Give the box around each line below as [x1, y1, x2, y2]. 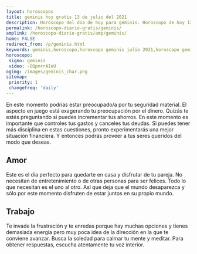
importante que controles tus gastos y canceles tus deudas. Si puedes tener [6, 120, 191, 127]
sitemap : [6, 74, 28, 80]
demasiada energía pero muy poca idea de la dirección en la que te [6, 228, 169, 235]
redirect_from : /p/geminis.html [6, 42, 85, 48]
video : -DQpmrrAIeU [8, 63, 57, 69]
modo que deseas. [6, 138, 52, 145]
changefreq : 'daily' [8, 85, 59, 91]
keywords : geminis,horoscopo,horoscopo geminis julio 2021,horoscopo [6, 47, 180, 53]
